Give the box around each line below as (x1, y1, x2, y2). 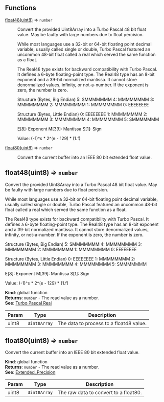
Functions (5, 4, 37, 12)
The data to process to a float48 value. (57, 320, 147, 327)
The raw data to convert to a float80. (57, 389, 142, 396)
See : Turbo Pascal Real (5, 300, 52, 306)
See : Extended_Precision (5, 369, 56, 375)
